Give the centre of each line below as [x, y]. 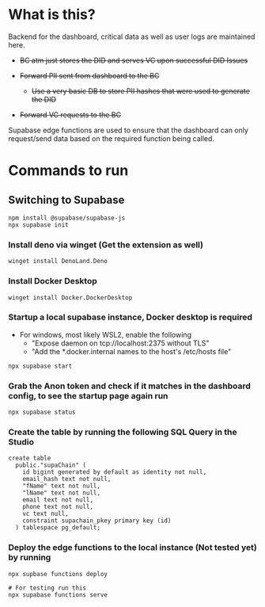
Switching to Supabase [66, 200]
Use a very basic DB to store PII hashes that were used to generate [141, 91]
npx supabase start [40, 366]
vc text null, [45, 514]
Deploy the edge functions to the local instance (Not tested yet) [132, 548]
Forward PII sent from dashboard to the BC [89, 75]
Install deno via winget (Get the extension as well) [106, 245]
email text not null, [58, 500]
